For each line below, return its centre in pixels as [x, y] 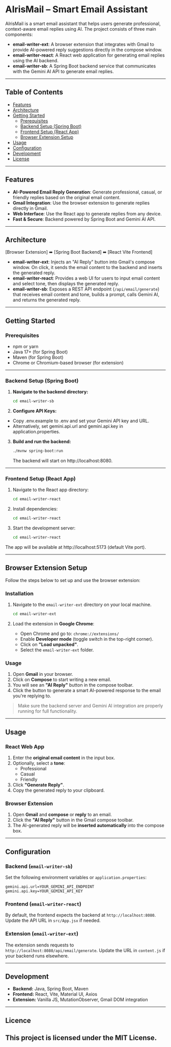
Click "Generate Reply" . [38, 785]
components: [19, 34]
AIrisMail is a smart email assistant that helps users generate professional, [83, 23]
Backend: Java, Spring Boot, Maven [50, 989]
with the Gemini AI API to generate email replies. [63, 71]
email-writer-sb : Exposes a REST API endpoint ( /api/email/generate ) [86, 289]
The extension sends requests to [40, 945]
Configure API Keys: [35, 411]
